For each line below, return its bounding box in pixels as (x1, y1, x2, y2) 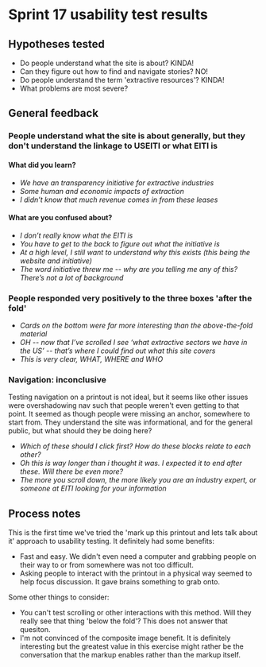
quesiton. (19, 625, 51, 634)
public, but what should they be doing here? (8, 426, 152, 436)
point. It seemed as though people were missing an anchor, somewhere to (8, 409, 251, 419)
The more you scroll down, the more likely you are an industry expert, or (19, 475, 256, 485)
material (19, 329, 48, 339)
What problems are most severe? (19, 83, 129, 93)
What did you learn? (8, 160, 77, 169)
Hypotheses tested (8, 37, 105, 51)
